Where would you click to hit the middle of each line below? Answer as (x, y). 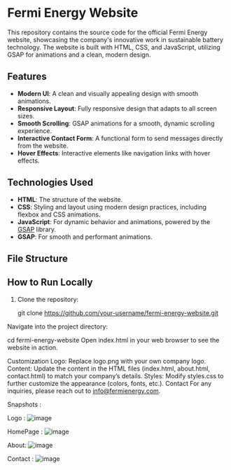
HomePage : (25, 431)
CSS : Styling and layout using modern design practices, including (112, 207)
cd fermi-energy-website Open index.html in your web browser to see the (113, 340)
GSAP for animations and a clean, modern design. (79, 55)
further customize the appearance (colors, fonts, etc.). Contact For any (110, 383)
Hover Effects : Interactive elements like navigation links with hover (114, 153)
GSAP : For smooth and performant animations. (85, 237)
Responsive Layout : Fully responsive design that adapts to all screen (117, 108)
